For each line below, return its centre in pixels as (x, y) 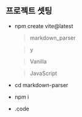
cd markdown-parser (41, 85)
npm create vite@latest (44, 26)
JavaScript (43, 73)
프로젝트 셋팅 (29, 11)
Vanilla (38, 61)
